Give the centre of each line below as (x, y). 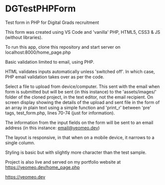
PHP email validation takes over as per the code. (55, 77)
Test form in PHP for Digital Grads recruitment (52, 22)
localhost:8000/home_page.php (38, 52)
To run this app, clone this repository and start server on (63, 47)
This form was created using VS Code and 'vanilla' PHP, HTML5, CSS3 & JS (83, 32)
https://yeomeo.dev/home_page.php (42, 167)
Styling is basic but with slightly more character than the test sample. (76, 152)
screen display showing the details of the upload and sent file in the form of (82, 102)
